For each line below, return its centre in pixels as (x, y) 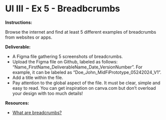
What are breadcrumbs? (37, 113)
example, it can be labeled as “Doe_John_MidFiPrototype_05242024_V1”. (87, 72)
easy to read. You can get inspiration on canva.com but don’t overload (84, 88)
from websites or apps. (29, 37)
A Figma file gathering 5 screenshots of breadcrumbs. (67, 56)
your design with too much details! (48, 93)
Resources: (17, 103)
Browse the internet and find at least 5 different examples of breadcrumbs (81, 32)
